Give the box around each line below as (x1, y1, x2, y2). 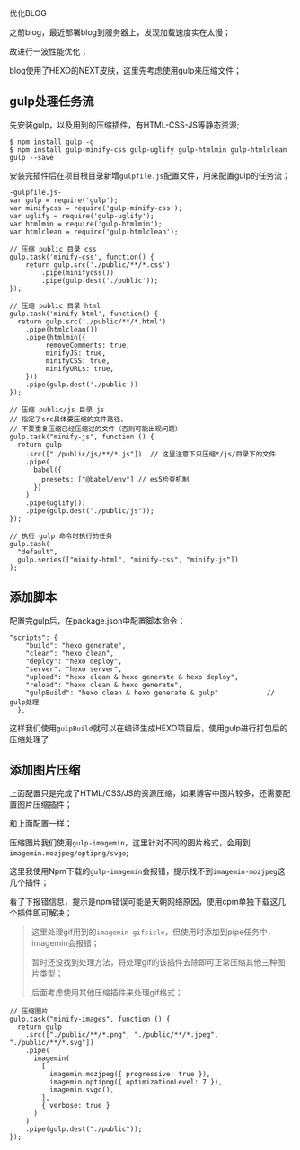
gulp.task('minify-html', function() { (9, 309, 159, 318)
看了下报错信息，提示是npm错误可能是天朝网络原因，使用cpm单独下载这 (9, 897, 278, 907)
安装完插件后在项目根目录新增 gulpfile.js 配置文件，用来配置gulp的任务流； (9, 170, 290, 181)
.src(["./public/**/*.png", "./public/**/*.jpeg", (25, 1031, 219, 1039)
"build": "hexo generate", (25, 641, 127, 650)
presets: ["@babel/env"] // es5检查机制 (41, 474, 190, 483)
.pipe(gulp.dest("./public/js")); (25, 506, 154, 515)
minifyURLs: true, (45, 364, 115, 373)
